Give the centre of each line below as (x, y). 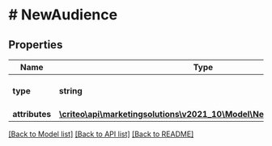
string (71, 91)
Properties (36, 45)
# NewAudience (63, 15)
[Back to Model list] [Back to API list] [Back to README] (101, 134)
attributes (32, 114)
